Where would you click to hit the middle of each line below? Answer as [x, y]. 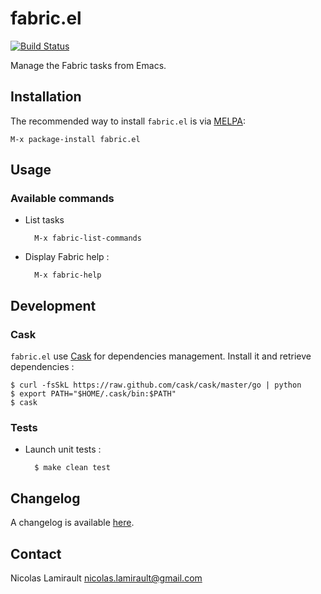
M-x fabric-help [68, 275]
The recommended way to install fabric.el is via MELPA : [128, 121]
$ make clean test [72, 468]
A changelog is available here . [72, 523]
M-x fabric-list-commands [88, 238]
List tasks [44, 220]
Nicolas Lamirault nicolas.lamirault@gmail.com [106, 578]
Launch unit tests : [63, 449]
